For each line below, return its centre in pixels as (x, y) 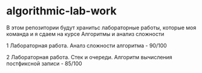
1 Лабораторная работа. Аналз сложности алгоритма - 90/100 (87, 45)
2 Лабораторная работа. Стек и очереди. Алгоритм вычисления (89, 57)
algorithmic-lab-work (61, 11)
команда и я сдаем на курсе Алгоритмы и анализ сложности (85, 34)
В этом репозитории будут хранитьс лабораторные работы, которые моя (101, 28)
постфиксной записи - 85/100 (44, 63)
